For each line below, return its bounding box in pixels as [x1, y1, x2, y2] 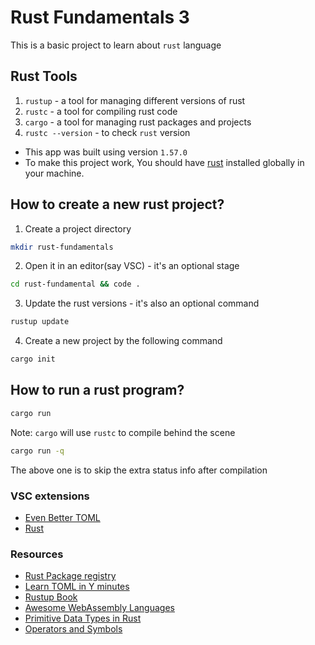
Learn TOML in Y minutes [24, 581, 130, 593]
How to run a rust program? [10, 382, 185, 399]
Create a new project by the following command [24, 335, 223, 347]
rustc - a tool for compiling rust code [24, 105, 178, 117]
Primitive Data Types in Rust [24, 612, 142, 625]
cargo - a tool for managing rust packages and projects [24, 116, 252, 128]
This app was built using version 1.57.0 [24, 146, 188, 158]
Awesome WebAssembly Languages [24, 602, 175, 614]
